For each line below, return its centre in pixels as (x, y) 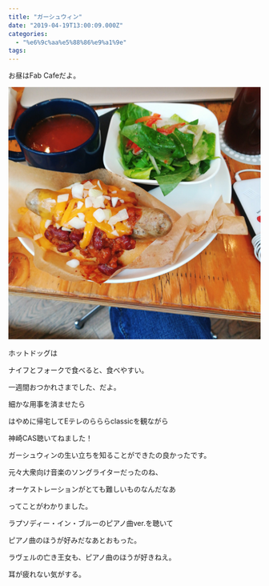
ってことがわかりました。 (50, 506)
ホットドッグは (33, 353)
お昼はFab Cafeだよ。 (44, 75)
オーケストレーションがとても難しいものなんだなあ (92, 489)
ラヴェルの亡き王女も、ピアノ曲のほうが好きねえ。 (92, 557)
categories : (28, 34)
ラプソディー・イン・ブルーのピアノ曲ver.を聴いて (91, 524)
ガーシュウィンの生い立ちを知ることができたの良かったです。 (110, 456)
